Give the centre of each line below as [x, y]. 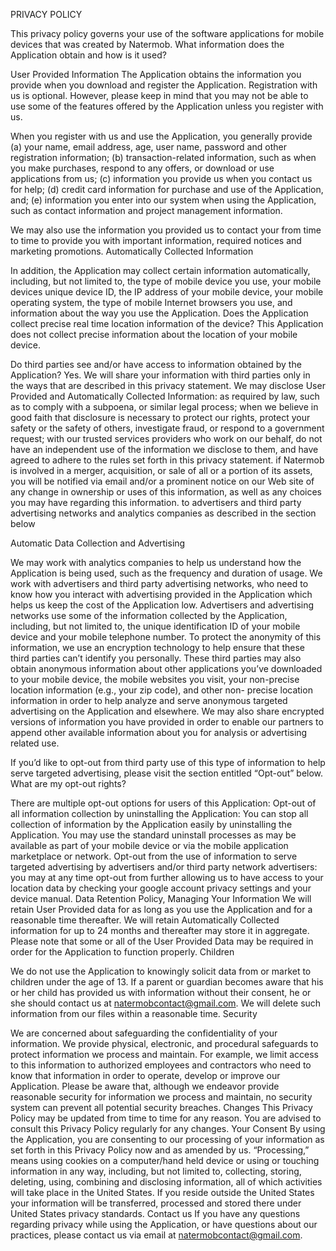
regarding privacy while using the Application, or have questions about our [164, 1224]
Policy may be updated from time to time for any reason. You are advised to [166, 1118]
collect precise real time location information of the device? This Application [167, 323]
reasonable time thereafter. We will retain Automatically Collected [145, 920]
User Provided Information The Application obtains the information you [156, 74]
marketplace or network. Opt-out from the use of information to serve [154, 856]
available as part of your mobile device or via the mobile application [149, 845]
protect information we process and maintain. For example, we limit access [164, 1054]
